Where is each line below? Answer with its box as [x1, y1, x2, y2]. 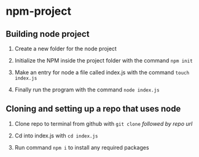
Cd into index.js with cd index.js [14, 132, 98, 139]
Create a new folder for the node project [14, 45, 117, 52]
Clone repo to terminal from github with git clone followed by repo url [14, 120, 193, 127]
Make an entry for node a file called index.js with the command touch [14, 69, 190, 76]
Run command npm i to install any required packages [14, 144, 149, 151]
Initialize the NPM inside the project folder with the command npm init [14, 57, 193, 64]
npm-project [6, 4, 72, 18]
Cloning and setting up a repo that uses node [6, 104, 181, 114]
